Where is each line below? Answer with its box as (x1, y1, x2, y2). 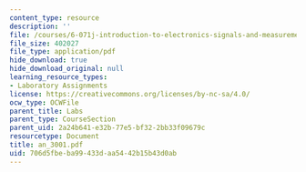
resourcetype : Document (9, 132, 100, 141)
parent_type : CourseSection (9, 115, 117, 124)
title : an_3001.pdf (9, 140, 84, 149)
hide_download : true (9, 56, 88, 65)
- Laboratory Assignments (9, 81, 107, 90)
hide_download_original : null (9, 65, 125, 74)
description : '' (9, 22, 71, 31)
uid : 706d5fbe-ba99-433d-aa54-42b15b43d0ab (9, 148, 178, 157)
